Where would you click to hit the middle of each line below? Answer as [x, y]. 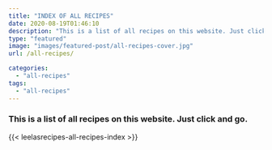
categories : [28, 69]
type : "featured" [38, 39]
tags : [17, 83]
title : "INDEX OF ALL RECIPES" [61, 16]
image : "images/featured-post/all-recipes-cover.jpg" [101, 46]
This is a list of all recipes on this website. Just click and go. [128, 119]
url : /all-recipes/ [41, 54]
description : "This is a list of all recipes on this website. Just [126, 31]
